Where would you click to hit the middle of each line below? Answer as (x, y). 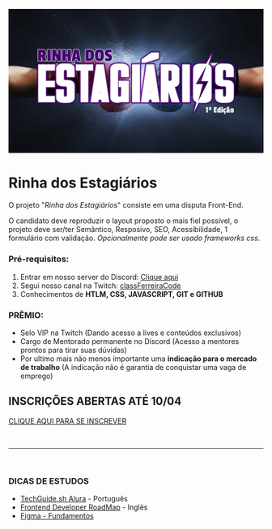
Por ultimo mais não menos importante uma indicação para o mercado (138, 359)
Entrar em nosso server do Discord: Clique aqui (99, 277)
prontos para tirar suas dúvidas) (74, 351)
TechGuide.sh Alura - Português (74, 499)
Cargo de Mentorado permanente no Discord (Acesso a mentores (130, 342)
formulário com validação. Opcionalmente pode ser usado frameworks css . (134, 238)
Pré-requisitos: (39, 259)
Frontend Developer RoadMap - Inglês (84, 507)
